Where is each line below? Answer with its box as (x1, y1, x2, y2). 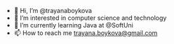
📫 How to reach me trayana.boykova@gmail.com (13, 29, 158, 37)
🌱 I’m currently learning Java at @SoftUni (13, 21, 133, 29)
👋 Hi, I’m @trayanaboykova (13, 7, 93, 14)
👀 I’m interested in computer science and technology (13, 14, 167, 22)
